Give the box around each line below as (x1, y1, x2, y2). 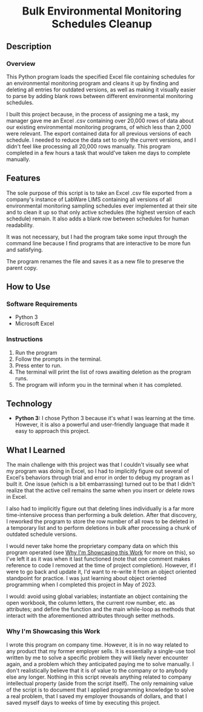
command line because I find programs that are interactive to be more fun (6, 239, 191, 246)
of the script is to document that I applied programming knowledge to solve (6, 686, 195, 693)
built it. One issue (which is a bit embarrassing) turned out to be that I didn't (6, 480, 195, 488)
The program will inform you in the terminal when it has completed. (15, 381, 183, 388)
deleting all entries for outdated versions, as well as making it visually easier (6, 86, 196, 93)
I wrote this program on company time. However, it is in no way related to (6, 641, 189, 648)
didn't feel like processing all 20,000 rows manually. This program (6, 142, 171, 150)
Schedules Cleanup (51, 17, 153, 31)
